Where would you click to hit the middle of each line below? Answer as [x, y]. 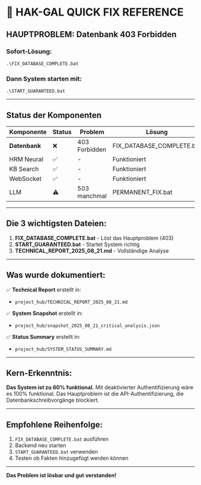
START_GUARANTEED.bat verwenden [56, 452]
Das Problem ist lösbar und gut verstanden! [61, 475]
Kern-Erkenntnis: [39, 373]
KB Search [24, 169]
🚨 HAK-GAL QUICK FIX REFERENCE [95, 12]
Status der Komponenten [54, 115]
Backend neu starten [41, 445]
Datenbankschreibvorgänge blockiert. [53, 400]
